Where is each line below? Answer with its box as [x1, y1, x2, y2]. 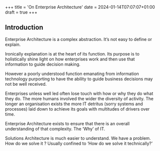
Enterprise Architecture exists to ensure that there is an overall [5, 120, 130, 126]
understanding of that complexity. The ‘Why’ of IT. [5, 126, 106, 132]
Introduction [5, 23, 44, 32]
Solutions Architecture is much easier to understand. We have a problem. [5, 135, 151, 141]
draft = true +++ [5, 9, 38, 15]
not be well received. [5, 81, 47, 87]
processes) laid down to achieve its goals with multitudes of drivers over [5, 106, 150, 112]
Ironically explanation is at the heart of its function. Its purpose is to [5, 51, 140, 57]
